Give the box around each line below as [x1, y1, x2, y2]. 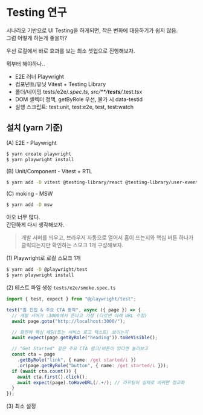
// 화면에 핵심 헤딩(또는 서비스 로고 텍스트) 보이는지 [11, 329, 129, 335]
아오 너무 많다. [6, 213, 40, 221]
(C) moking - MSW [6, 190, 53, 198]
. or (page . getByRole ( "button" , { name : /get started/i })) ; [17, 362, 169, 368]
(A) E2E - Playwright [6, 139, 57, 146]
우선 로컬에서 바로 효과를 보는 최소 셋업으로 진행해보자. [6, 47, 135, 55]
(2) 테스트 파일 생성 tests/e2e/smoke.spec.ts [6, 284, 116, 291]
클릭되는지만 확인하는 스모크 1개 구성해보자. [21, 242, 124, 249]
